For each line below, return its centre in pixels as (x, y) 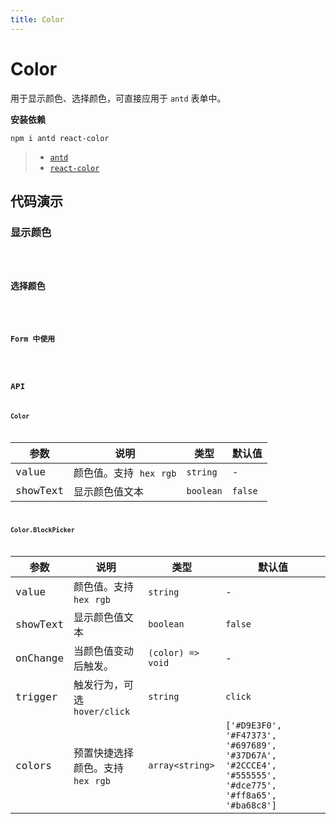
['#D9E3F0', (254, 725)
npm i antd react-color (60, 138)
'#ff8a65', (251, 795)
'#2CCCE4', (251, 765)
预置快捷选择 (104, 753)
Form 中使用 (33, 339)
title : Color (37, 19)
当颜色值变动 (104, 651)
